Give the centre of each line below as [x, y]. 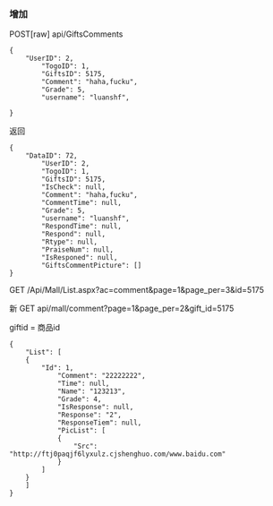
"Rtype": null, [70, 242]
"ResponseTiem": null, [99, 423]
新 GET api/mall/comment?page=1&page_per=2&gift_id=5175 [122, 309]
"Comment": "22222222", [101, 376]
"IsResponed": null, [80, 258]
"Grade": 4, [79, 399]
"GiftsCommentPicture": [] [92, 266]
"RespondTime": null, [82, 227]
